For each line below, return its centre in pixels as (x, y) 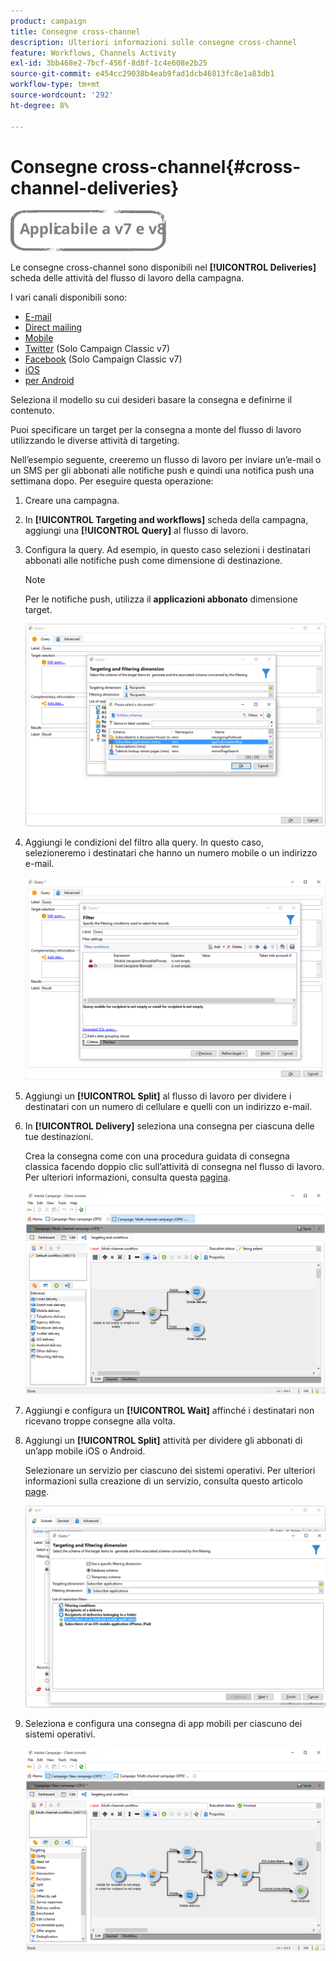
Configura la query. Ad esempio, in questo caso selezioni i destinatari (167, 550)
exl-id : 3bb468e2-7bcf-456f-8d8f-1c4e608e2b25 (109, 63)
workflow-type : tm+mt (55, 85)
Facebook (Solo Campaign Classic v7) (103, 359)
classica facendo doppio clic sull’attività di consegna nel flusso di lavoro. (174, 1166)
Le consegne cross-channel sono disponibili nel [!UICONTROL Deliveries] (163, 267)
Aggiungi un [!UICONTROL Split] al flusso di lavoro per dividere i (158, 1096)
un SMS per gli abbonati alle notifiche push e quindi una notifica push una (162, 471)
